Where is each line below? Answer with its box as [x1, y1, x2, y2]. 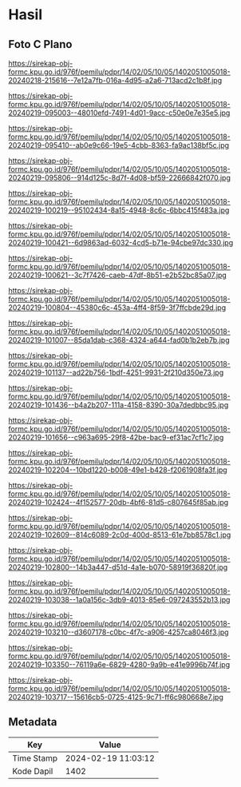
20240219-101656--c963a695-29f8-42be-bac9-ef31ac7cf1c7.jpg [8, 433, 224, 442]
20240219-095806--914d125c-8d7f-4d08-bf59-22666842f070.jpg [8, 173, 231, 182]
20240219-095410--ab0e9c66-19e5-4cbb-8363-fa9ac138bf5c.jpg [8, 141, 230, 149]
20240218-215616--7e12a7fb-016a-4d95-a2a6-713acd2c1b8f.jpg [8, 76, 222, 85]
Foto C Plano [8, 38, 73, 51]
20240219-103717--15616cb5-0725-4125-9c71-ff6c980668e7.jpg [8, 693, 223, 702]
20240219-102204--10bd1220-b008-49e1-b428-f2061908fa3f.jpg [8, 465, 227, 475]
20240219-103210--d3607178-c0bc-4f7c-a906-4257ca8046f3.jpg [8, 627, 229, 637]
